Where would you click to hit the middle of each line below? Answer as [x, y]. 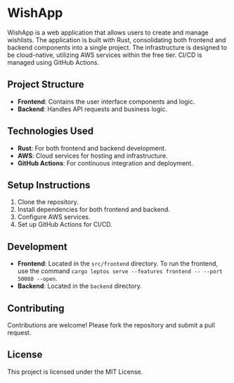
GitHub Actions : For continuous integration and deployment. [105, 163]
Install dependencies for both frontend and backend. [94, 210]
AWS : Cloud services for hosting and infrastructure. [92, 156]
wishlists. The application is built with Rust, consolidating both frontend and [117, 39]
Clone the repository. [48, 202]
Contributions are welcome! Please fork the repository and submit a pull [111, 325]
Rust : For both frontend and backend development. [92, 148]
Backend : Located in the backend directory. [79, 286]
